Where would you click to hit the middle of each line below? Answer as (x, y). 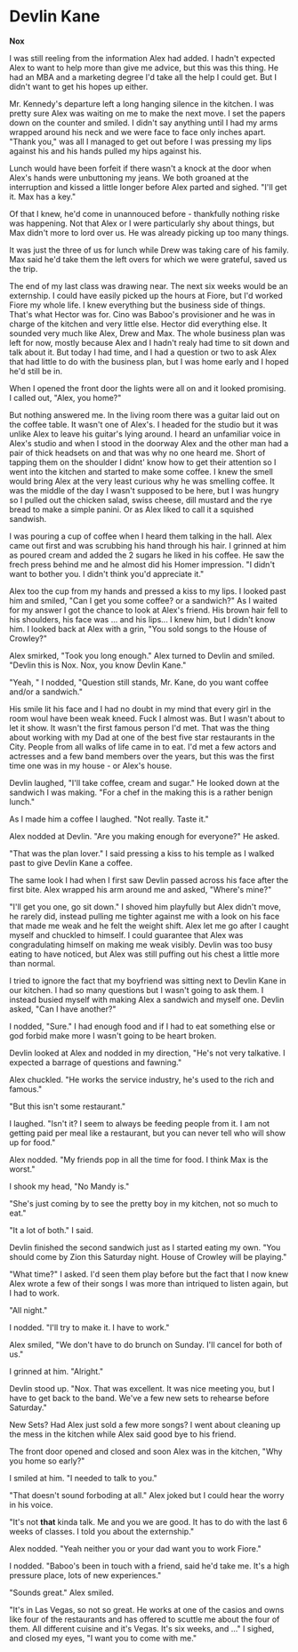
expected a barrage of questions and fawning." (96, 1062)
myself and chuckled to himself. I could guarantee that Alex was (126, 934)
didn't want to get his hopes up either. (79, 86)
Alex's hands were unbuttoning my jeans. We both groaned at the (129, 177)
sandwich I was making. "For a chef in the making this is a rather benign (141, 792)
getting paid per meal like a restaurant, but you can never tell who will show (148, 1133)
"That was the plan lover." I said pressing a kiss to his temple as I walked (142, 853)
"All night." (28, 1310)
